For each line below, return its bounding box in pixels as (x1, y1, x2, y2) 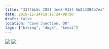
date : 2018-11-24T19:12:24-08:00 (5, 12, 74, 17)
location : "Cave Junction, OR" (5, 21, 70, 26)
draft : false (5, 16, 32, 21)
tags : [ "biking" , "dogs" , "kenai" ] (5, 25, 78, 30)
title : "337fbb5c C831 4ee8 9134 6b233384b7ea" (5, 7, 105, 12)
